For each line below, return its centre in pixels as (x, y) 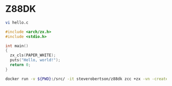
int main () (17, 46)
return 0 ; (20, 65)
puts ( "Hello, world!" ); (35, 60)
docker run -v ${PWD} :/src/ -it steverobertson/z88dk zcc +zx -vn (78, 79)
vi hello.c (17, 23)
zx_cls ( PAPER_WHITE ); (33, 55)
